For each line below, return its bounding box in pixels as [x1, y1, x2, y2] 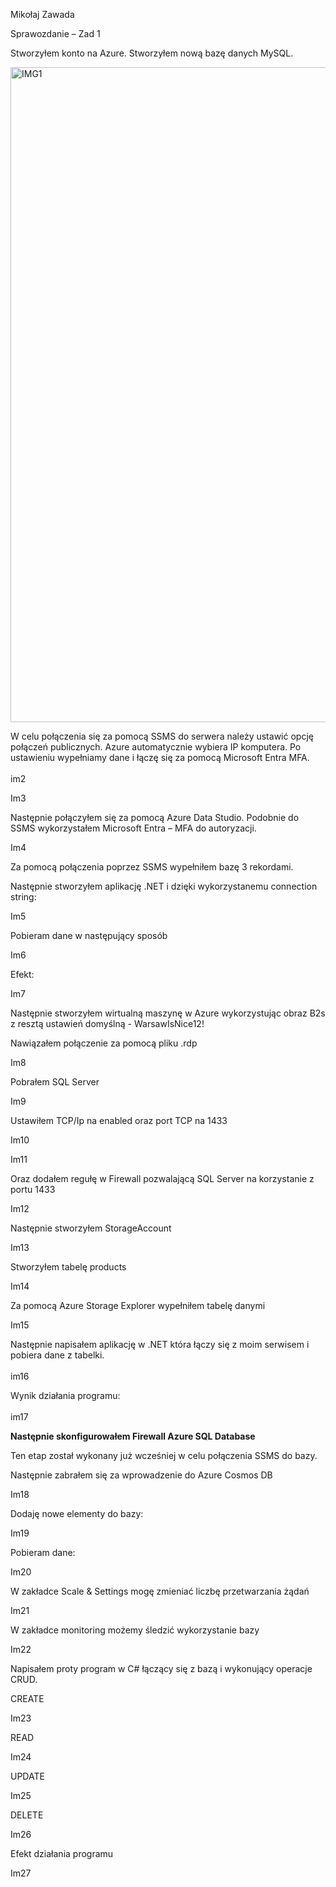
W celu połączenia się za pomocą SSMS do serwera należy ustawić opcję [10, 730, 314, 742]
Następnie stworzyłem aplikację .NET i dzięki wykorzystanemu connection [10, 880, 318, 892]
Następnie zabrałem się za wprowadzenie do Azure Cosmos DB [10, 1469, 273, 1481]
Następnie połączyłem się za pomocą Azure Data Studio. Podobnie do [10, 812, 300, 823]
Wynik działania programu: [10, 1390, 121, 1401]
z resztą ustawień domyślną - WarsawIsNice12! [10, 1018, 205, 1029]
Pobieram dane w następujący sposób [10, 930, 168, 941]
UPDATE [10, 1770, 45, 1782]
